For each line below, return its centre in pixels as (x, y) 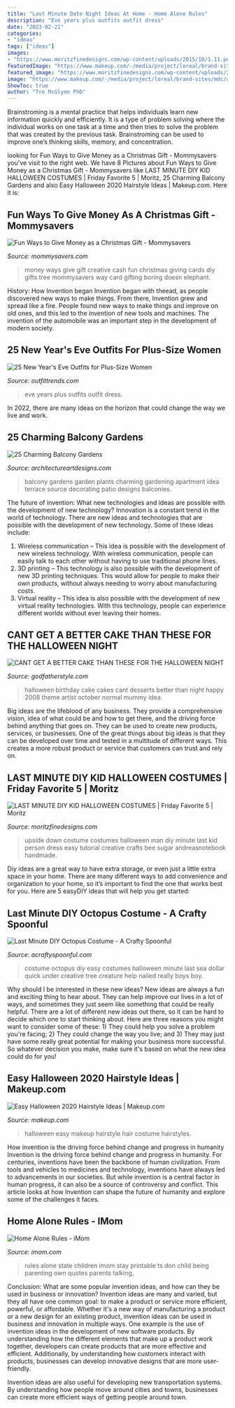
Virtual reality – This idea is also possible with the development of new (119, 598)
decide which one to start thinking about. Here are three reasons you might (115, 1019)
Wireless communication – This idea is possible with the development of (121, 546)
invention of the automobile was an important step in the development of (112, 321)
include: (19, 532)
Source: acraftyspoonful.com (50, 954)
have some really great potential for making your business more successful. (116, 1041)
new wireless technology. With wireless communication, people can (115, 553)
